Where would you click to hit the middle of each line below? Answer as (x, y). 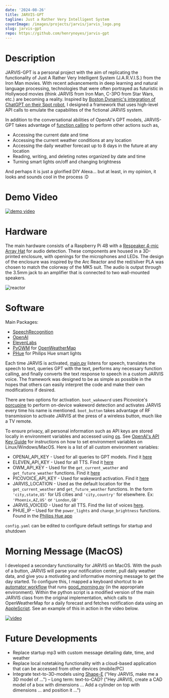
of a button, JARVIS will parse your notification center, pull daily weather (80, 571)
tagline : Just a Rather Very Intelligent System (57, 19)
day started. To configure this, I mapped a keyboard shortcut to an (74, 581)
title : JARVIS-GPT (24, 15)
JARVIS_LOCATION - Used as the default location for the (71, 483)
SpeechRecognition (33, 332)
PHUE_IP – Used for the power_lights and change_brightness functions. (87, 510)
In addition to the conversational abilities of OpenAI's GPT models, (74, 120)
